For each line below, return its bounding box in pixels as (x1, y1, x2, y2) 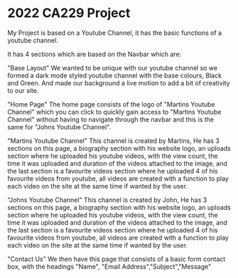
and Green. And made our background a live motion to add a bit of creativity (7, 78, 230, 87)
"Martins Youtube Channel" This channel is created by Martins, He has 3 (7, 137, 220, 145)
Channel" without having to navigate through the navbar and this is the (7, 115, 215, 124)
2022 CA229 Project (7, 5, 131, 21)
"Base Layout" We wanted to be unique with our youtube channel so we (7, 63, 218, 72)
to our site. (7, 86, 39, 95)
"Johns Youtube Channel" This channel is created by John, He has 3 (7, 196, 207, 204)
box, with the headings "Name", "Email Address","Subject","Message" (7, 262, 212, 271)
